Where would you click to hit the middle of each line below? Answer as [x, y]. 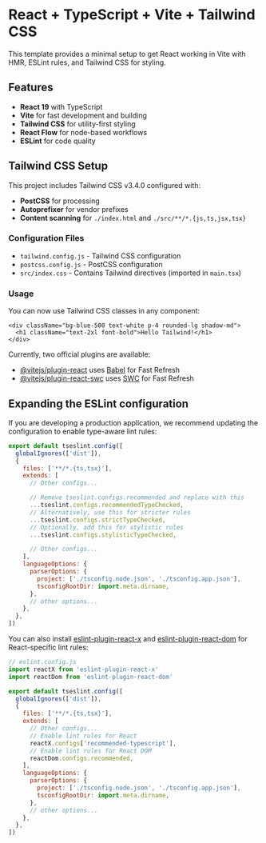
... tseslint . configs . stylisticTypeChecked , [103, 535]
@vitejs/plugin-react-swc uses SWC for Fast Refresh [107, 378]
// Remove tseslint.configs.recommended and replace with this [137, 497]
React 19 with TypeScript [61, 106]
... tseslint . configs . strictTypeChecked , [97, 520]
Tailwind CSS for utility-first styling [77, 124]
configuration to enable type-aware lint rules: [83, 431]
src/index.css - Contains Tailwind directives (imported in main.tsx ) [131, 273]
